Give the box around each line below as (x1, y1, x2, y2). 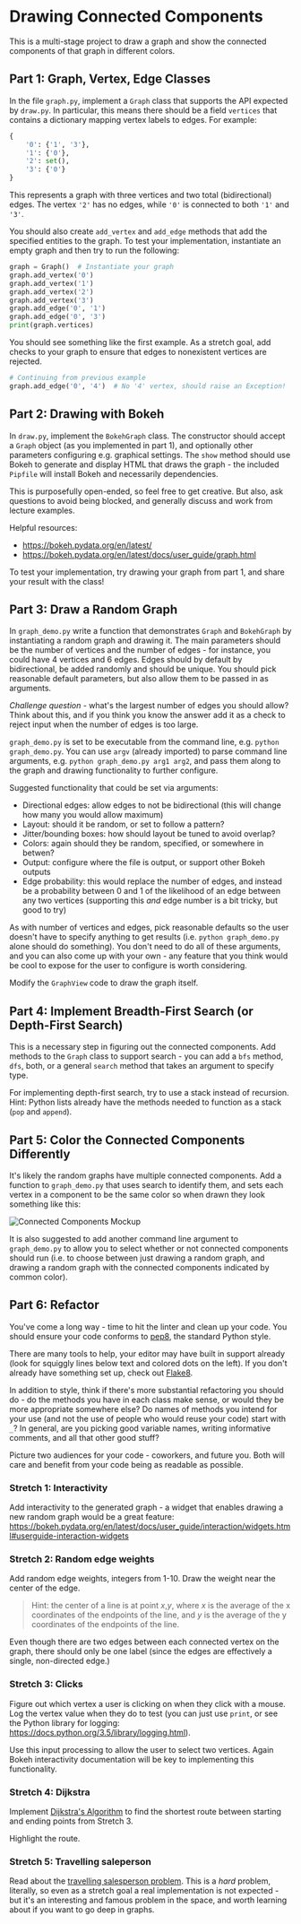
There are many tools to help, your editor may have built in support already (9, 1348, 285, 1359)
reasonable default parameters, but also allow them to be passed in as (9, 673, 269, 684)
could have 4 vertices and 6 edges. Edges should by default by (9, 654, 243, 665)
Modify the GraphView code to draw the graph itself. (9, 977, 199, 988)
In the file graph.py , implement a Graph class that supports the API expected (9, 95, 288, 106)
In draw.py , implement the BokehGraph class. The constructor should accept (9, 430, 286, 441)
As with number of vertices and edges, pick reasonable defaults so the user (9, 922, 289, 933)
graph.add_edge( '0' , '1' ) (9, 304, 106, 313)
